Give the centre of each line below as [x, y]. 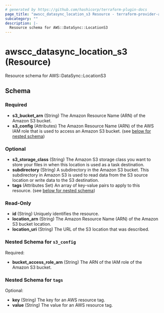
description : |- [21, 23]
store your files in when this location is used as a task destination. [78, 165]
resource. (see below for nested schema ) [54, 191]
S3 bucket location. [31, 224]
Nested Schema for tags [34, 280]
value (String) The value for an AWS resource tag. [62, 305]
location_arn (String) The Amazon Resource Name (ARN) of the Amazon [85, 219]
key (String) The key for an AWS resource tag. [59, 300]
